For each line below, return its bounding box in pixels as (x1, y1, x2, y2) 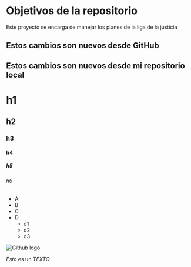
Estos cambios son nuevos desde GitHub (6, 41, 160, 51)
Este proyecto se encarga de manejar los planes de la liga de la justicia (6, 24, 177, 31)
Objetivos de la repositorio (6, 4, 138, 18)
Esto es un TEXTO (6, 256, 50, 263)
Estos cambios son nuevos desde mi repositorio (6, 61, 185, 71)
